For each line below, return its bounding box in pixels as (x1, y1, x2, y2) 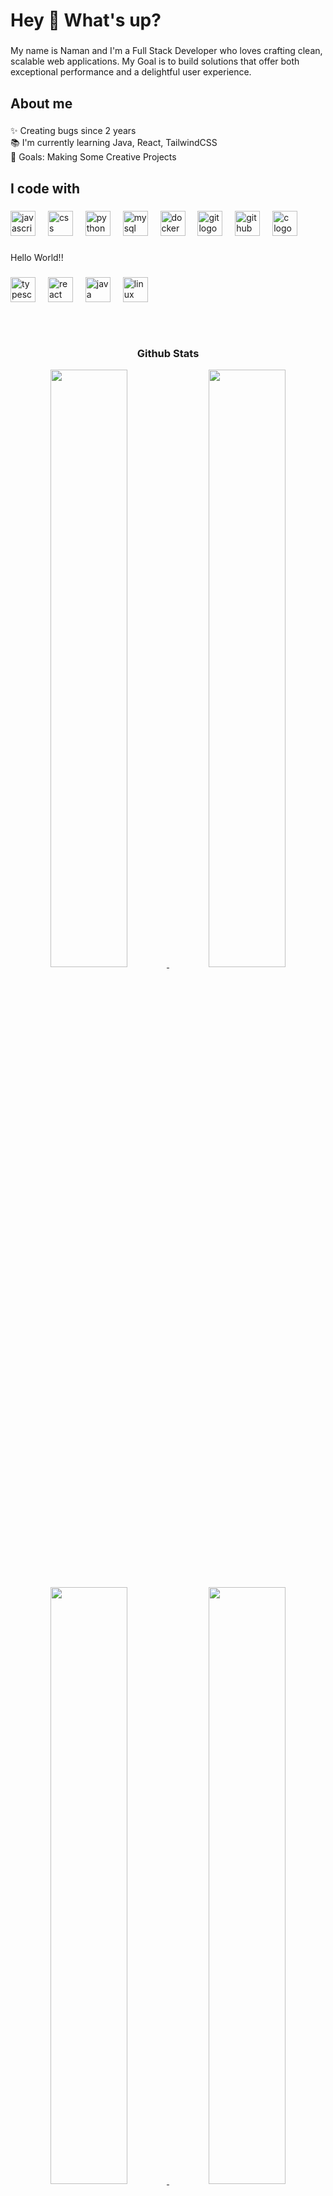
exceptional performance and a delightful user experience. (10, 66, 252, 78)
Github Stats (136, 346, 200, 360)
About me (10, 95, 73, 112)
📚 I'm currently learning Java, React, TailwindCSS (10, 137, 218, 149)
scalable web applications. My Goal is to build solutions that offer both (10, 55, 300, 68)
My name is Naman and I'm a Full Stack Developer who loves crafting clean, (10, 45, 323, 57)
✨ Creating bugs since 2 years (10, 125, 137, 137)
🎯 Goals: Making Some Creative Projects (10, 151, 177, 163)
